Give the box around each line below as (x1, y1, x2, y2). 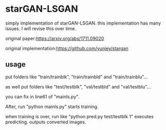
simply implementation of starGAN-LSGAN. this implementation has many (5, 20, 161, 26)
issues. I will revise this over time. (5, 25, 77, 31)
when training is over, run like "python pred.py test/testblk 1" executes (5, 113, 154, 119)
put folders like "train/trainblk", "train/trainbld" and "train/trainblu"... (5, 74, 148, 80)
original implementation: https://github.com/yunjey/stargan (5, 45, 128, 51)
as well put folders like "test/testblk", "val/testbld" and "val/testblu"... (5, 83, 151, 90)
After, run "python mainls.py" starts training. (5, 103, 99, 110)
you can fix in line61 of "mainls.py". (5, 93, 80, 100)
